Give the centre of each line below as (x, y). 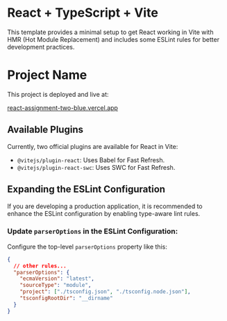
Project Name (47, 75)
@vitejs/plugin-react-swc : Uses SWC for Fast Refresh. (96, 167)
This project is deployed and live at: (58, 94)
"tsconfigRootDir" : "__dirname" (66, 298)
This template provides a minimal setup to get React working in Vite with (110, 32)
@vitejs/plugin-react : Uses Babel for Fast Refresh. (91, 160)
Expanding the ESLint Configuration (86, 189)
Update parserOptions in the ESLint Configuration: (93, 231)
